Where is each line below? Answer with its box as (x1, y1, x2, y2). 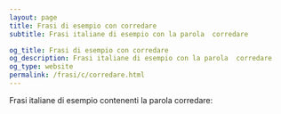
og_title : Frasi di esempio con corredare (9, 45, 169, 54)
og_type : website (9, 62, 74, 71)
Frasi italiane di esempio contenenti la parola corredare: (9, 94, 213, 105)
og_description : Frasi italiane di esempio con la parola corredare (9, 54, 273, 63)
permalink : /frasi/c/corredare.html (9, 70, 145, 80)
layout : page (9, 12, 58, 22)
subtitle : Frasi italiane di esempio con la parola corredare (9, 29, 249, 38)
